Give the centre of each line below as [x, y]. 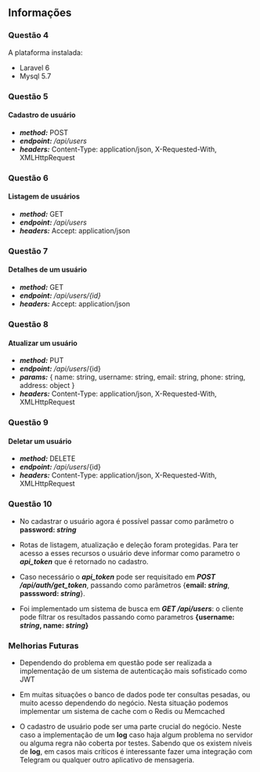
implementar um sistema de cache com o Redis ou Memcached [122, 711]
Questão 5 [28, 96]
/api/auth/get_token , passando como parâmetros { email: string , [125, 585]
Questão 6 [28, 177]
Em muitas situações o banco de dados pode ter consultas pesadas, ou [135, 694]
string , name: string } [54, 625]
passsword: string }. [52, 593]
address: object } [47, 386]
